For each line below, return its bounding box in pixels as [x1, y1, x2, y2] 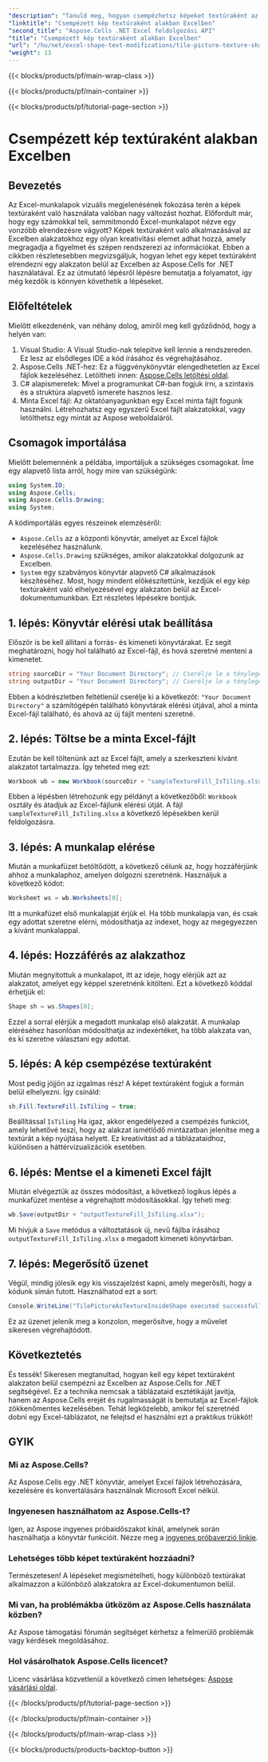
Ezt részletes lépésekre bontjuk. [91, 593, 198, 603]
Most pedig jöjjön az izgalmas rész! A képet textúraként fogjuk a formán [8, 1078, 245, 1088]
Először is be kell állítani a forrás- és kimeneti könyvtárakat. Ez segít [8, 637, 231, 647]
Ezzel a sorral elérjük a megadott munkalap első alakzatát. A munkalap [8, 1017, 241, 1027]
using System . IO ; [8, 481, 66, 489]
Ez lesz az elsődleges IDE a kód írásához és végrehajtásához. [19, 353, 223, 362]
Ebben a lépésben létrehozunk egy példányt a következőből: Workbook [8, 791, 238, 801]
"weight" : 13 [8, 49, 52, 57]
